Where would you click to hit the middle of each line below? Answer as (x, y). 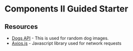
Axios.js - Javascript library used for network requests (66, 43)
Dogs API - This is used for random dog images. (60, 38)
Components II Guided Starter (66, 9)
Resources (21, 27)
